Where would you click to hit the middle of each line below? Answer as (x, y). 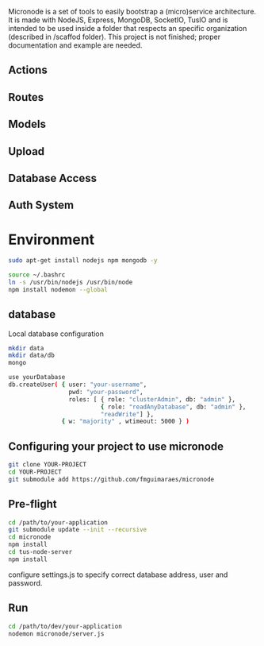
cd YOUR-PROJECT (35, 472)
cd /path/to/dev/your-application (65, 626)
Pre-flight (33, 504)
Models (27, 124)
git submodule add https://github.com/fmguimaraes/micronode (111, 479)
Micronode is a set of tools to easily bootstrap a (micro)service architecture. (132, 12)
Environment (52, 240)
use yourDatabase (37, 377)
